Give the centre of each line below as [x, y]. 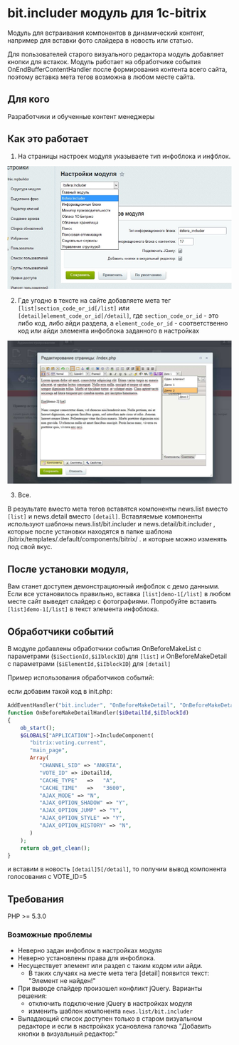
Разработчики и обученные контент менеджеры [81, 116]
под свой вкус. [30, 547]
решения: [32, 996]
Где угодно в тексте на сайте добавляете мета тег [94, 300]
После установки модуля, [68, 569]
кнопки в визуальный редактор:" [68, 1034]
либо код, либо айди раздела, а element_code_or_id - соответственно [123, 323]
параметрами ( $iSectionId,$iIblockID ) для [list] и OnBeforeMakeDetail [117, 656]
